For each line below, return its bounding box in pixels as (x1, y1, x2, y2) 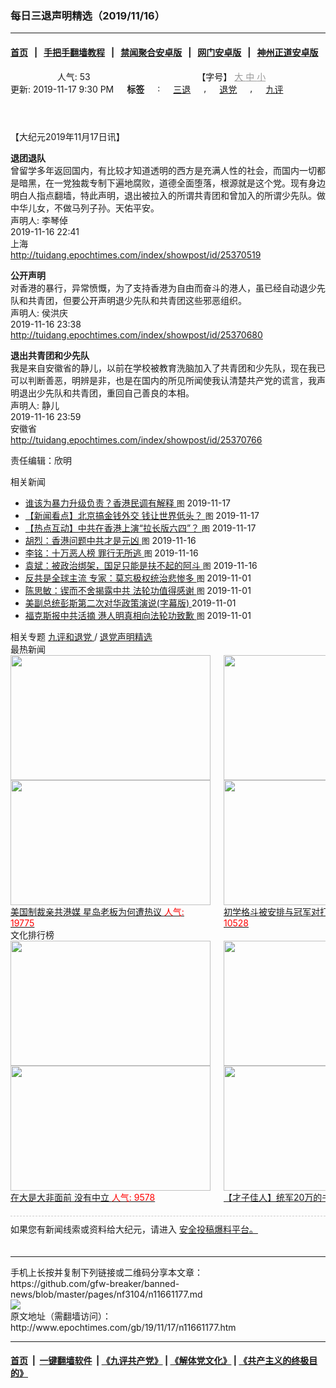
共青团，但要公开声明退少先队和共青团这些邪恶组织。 (27, 294, 247, 306)
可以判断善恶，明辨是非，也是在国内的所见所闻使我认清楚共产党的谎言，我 (10, 374, 317, 386)
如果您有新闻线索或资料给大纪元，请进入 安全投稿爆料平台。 (10, 1223, 258, 1235)
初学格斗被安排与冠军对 (223, 905, 320, 917)
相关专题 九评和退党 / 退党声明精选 (10, 630, 153, 642)
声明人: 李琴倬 (10, 214, 68, 226)
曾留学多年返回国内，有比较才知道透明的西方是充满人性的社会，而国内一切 (10, 164, 317, 176)
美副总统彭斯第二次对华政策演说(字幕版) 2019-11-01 (24, 597, 237, 609)
